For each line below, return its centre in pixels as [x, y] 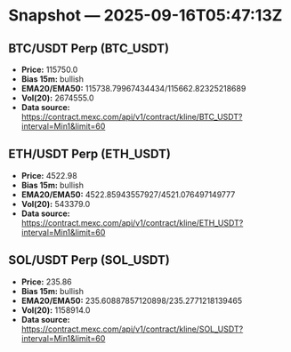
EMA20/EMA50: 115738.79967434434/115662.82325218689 [133, 88]
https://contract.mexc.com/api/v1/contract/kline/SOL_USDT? [132, 329]
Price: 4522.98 [49, 175]
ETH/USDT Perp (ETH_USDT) [89, 154]
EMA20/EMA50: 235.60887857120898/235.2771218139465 [132, 300]
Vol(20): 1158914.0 [56, 310]
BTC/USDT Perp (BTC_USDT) [89, 48]
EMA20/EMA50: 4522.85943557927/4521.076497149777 [128, 194]
